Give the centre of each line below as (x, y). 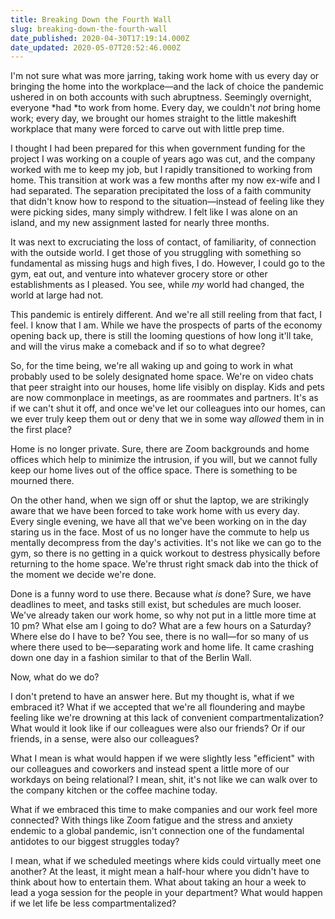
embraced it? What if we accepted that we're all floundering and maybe (158, 707)
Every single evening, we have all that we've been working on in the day (158, 522)
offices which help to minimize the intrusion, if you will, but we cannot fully (164, 460)
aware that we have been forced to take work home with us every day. (155, 511)
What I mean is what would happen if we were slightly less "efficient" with (162, 758)
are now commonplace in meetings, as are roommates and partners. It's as (164, 398)
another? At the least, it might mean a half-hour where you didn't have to (160, 872)
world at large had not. (57, 295)
